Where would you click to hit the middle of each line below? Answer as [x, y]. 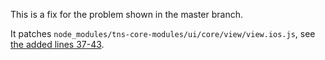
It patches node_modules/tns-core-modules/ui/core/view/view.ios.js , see [163, 33]
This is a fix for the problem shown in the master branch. [127, 14]
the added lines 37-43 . [57, 44]
